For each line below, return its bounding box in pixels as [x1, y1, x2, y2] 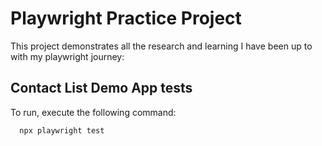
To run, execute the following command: [10, 106, 177, 118]
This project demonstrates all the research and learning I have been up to [10, 40, 313, 52]
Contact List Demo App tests [10, 80, 193, 97]
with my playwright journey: [10, 50, 125, 62]
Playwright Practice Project [10, 7, 242, 30]
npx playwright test [19, 125, 105, 136]
